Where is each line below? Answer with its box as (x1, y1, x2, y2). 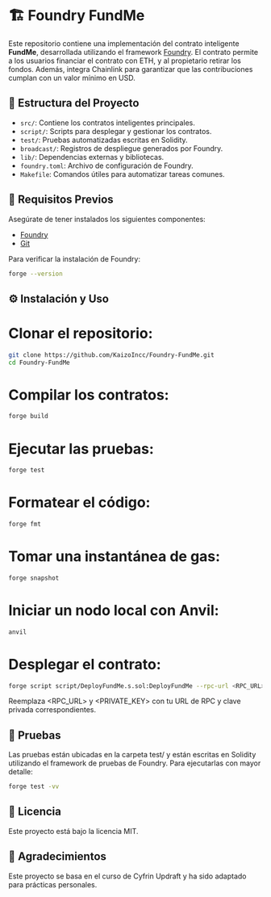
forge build (8, 413, 48, 421)
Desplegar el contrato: (8, 655, 161, 673)
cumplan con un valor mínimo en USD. (8, 73, 135, 82)
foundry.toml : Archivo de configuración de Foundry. (19, 161, 194, 170)
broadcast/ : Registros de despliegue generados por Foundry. (19, 143, 223, 153)
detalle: (8, 767, 34, 777)
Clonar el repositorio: (8, 325, 153, 343)
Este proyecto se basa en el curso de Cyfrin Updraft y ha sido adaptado (8, 871, 247, 881)
